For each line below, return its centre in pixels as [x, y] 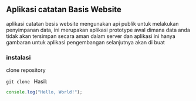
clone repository [26, 70]
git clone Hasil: [27, 82]
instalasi [18, 57]
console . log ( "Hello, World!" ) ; [44, 92]
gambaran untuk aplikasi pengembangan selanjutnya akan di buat [86, 42]
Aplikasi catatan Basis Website [64, 10]
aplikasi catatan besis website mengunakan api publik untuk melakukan [92, 23]
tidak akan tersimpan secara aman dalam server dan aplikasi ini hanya [91, 36]
